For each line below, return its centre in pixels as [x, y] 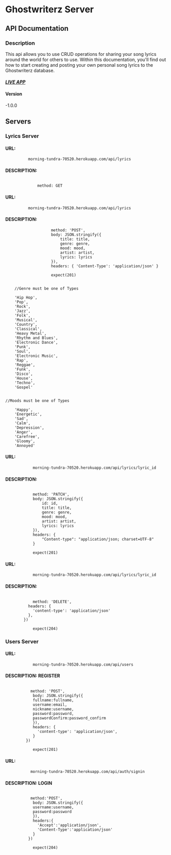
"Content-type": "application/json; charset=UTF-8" [98, 540]
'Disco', [24, 374]
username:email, [50, 704]
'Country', [26, 324]
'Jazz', [22, 311]
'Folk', [22, 315]
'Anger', [24, 432]
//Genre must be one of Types [47, 288]
